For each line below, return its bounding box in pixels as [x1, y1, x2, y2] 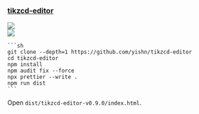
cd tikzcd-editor [7, 55, 59, 62]
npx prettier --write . [7, 73, 78, 81]
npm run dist [7, 80, 46, 87]
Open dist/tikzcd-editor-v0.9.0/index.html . [7, 98, 142, 107]
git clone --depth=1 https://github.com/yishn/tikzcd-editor [7, 48, 193, 56]
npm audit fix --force [7, 67, 75, 75]
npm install [7, 61, 43, 68]
